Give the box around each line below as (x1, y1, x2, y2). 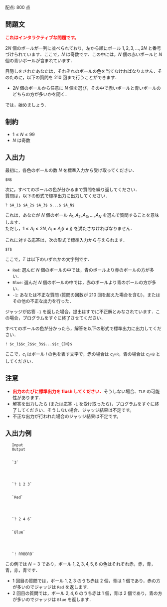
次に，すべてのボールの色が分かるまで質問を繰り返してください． (5, 186, 140, 193)
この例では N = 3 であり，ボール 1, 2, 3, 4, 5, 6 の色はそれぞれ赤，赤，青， (5, 561, 156, 567)
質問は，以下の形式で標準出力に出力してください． (5, 193, 110, 199)
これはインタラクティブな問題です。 (5, 34, 79, 40)
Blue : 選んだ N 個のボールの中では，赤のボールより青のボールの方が (12, 280, 152, 286)
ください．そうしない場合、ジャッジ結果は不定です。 (25, 407, 134, 413)
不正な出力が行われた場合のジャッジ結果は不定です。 (12, 413, 121, 419)
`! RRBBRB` (11, 552, 35, 557)
